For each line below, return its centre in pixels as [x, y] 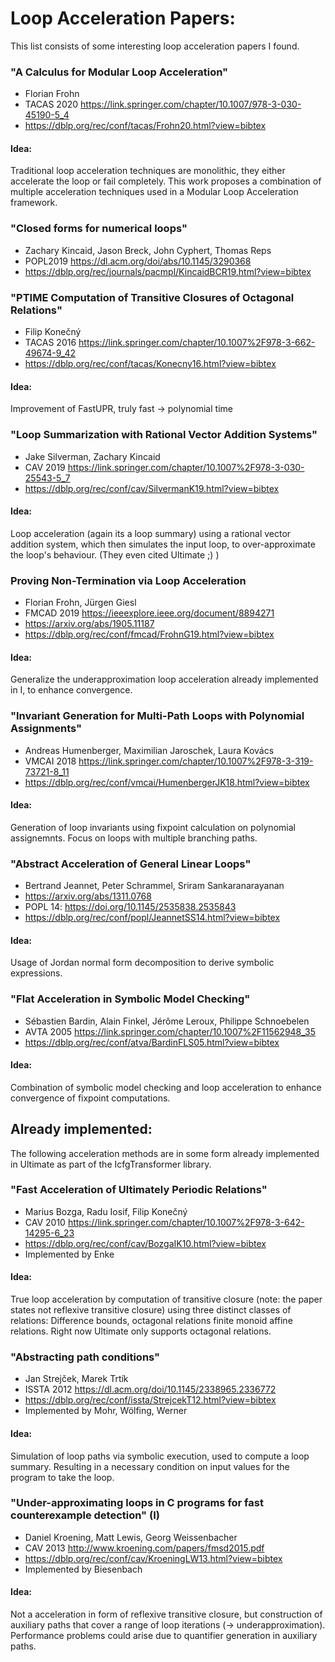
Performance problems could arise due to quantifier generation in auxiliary [164, 1636]
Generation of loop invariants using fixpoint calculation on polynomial [153, 827]
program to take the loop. [62, 1477]
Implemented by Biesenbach [83, 1569]
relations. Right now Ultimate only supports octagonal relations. [141, 1331]
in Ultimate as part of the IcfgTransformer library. [111, 1164]
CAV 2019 [45, 467]
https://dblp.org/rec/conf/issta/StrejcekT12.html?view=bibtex [150, 1400]
